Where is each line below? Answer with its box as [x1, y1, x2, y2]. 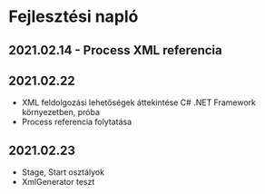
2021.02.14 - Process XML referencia [8, 43, 223, 58]
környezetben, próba [21, 107, 101, 118]
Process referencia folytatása [21, 116, 132, 128]
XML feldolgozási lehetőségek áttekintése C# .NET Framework [21, 97, 256, 108]
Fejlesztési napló [8, 6, 139, 27]
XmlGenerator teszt [21, 177, 95, 188]
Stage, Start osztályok [21, 167, 105, 178]
